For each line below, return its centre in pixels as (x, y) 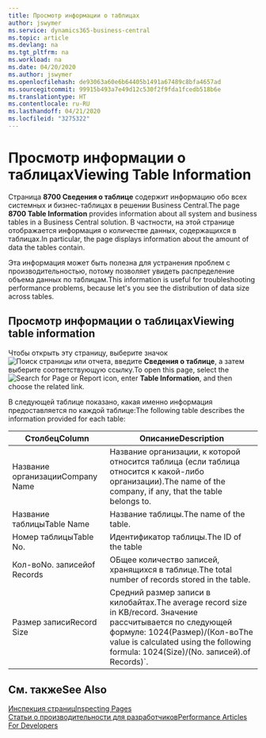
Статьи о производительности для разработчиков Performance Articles (128, 717)
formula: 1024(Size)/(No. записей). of (180, 652)
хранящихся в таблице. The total (171, 569)
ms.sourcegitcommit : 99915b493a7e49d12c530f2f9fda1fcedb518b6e (115, 89)
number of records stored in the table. (180, 579)
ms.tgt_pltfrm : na (38, 52)
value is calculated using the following (180, 641)
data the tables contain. (47, 247)
